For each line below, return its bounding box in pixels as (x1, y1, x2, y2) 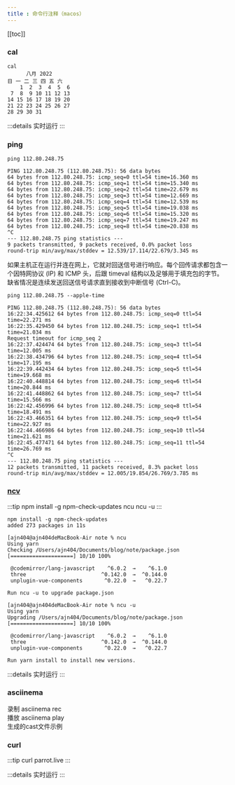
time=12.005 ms (7, 348, 52, 355)
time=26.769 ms (7, 446, 52, 453)
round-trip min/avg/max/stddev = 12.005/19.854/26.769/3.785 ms (7, 470, 199, 477)
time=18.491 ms (7, 409, 52, 416)
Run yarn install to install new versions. (7, 657, 136, 664)
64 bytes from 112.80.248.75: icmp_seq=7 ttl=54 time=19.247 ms (7, 217, 199, 224)
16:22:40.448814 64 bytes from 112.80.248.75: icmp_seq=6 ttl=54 (7, 378, 201, 385)
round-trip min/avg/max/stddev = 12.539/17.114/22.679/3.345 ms (7, 247, 199, 254)
